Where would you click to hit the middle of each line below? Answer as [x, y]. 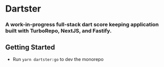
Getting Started [30, 47]
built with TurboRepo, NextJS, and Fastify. [58, 31]
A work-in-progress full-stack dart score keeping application [82, 25]
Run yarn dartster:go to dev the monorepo [58, 59]
